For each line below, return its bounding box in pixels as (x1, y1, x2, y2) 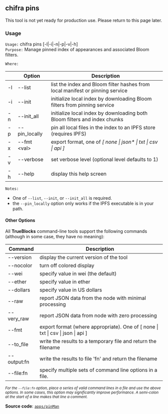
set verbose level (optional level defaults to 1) (50, 156, 158, 163)
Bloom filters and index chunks (50, 116, 123, 123)
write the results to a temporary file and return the (39, 338, 156, 345)
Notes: (5, 186, 19, 192)
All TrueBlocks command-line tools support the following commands (5, 228, 147, 234)
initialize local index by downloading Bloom (50, 95, 152, 102)
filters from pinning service (50, 102, 114, 109)
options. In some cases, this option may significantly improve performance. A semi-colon (5, 390, 159, 395)
